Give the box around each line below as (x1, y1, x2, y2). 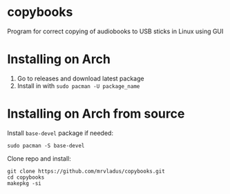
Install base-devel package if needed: (7, 129, 114, 137)
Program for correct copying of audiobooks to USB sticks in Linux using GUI (7, 27, 224, 35)
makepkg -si (7, 179, 41, 187)
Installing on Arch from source (7, 106, 185, 122)
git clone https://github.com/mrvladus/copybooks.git (7, 168, 166, 175)
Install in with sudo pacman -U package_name (17, 81, 140, 90)
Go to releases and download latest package (17, 74, 144, 82)
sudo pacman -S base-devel (7, 142, 85, 149)
